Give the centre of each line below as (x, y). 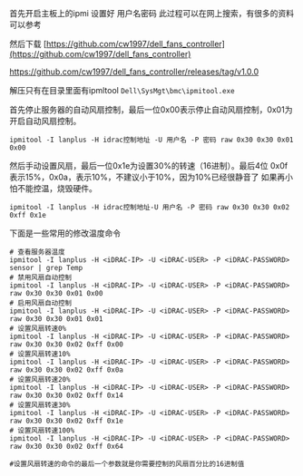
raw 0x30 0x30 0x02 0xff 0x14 (67, 395)
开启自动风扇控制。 (45, 121)
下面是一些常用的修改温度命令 (65, 233)
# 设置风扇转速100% (42, 431)
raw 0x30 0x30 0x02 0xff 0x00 (67, 345)
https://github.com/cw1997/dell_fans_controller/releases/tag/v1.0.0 (134, 72)
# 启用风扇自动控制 (41, 303)
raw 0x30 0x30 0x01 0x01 (56, 319)
